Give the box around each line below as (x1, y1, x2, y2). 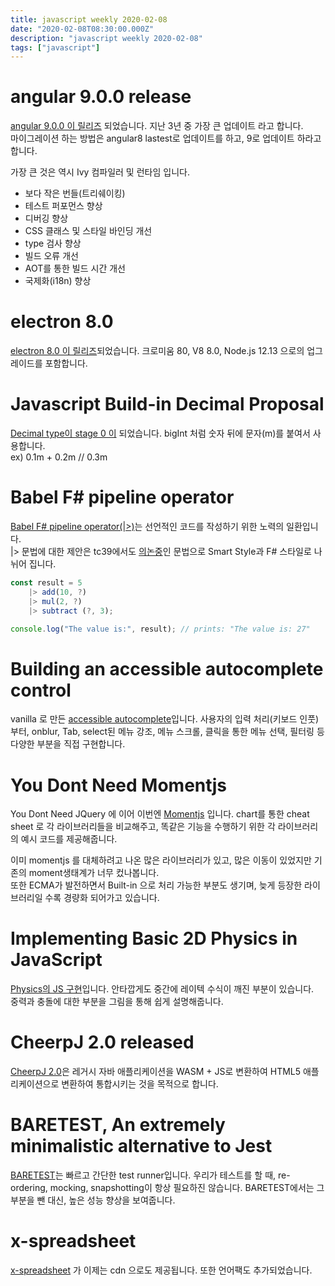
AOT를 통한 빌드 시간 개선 (24, 262, 126, 275)
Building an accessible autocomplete (10, 657, 324, 680)
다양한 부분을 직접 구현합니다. (10, 738, 126, 750)
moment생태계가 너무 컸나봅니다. (28, 867, 160, 879)
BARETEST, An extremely (10, 1114, 226, 1136)
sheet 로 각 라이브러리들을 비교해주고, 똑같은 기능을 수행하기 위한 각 (10, 821, 276, 833)
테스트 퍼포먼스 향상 (24, 200, 103, 212)
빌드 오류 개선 (24, 250, 79, 262)
